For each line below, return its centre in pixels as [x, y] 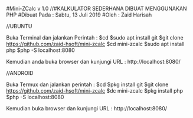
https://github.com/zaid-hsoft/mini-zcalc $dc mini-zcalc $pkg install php [95, 91]
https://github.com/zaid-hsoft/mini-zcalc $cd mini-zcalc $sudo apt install [95, 44]
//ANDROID [20, 73]
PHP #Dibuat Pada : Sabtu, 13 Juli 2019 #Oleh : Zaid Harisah [79, 15]
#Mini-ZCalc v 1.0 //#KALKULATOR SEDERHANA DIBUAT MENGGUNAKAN [97, 9]
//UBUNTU [19, 26]
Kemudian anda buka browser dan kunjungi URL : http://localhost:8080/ [94, 62]
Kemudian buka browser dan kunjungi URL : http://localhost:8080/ [86, 108]
